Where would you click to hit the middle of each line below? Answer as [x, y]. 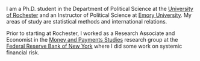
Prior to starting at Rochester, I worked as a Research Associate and [91, 33]
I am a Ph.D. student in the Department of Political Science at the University [100, 9]
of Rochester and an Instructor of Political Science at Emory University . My [99, 15]
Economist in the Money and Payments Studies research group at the [92, 40]
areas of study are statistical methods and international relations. [87, 21]
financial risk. [23, 53]
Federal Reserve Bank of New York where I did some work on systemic [94, 46]
